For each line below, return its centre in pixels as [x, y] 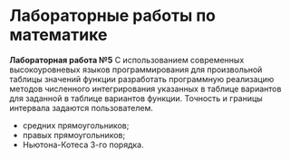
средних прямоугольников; [76, 125]
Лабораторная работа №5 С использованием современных [127, 60]
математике [58, 35]
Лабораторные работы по [112, 16]
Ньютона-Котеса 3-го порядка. [83, 145]
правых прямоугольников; [74, 135]
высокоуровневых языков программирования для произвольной [136, 70]
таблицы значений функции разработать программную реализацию [142, 79]
